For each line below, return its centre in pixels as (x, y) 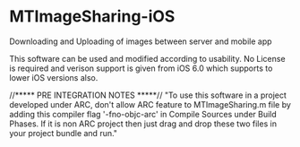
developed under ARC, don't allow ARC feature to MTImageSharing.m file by (150, 104)
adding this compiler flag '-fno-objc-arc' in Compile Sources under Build (143, 114)
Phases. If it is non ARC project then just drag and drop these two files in (143, 124)
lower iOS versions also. (54, 77)
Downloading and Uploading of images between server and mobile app (141, 41)
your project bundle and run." (64, 133)
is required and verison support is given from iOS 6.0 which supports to (141, 68)
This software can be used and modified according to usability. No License (147, 58)
